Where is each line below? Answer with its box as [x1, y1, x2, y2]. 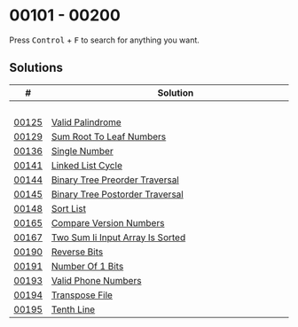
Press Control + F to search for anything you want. [9, 35, 200, 45]
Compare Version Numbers [51, 216, 165, 229]
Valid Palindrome [51, 116, 122, 128]
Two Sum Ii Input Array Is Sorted [51, 231, 186, 244]
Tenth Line [51, 303, 96, 315]
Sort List [51, 202, 87, 214]
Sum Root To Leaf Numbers [51, 130, 167, 143]
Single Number [51, 144, 114, 157]
